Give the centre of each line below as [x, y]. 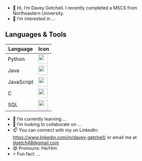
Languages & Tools [36, 35]
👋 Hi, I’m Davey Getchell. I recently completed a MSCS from [75, 8]
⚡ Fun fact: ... [26, 154]
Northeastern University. [38, 13]
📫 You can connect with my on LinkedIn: [56, 130]
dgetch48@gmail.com [36, 143]
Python [16, 59]
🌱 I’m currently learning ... [40, 119]
